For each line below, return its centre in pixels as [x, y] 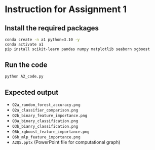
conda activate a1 [24, 44]
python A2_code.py [24, 77]
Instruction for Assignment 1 [66, 9]
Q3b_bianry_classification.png [45, 127]
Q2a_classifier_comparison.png [45, 110]
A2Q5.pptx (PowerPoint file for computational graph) [66, 142]
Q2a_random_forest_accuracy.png [46, 105]
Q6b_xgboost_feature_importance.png [51, 132]
